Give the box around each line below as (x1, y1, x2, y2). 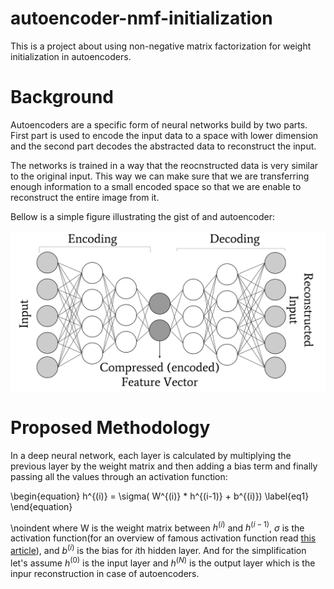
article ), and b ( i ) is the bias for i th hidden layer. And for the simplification (10, 543, 307, 557)
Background (10, 86, 114, 109)
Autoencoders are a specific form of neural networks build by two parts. (10, 118, 308, 131)
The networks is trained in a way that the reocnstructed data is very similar (10, 159, 319, 171)
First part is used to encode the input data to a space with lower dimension (10, 129, 319, 141)
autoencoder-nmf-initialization (10, 7, 273, 30)
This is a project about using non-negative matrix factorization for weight (10, 40, 312, 52)
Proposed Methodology (10, 416, 211, 439)
